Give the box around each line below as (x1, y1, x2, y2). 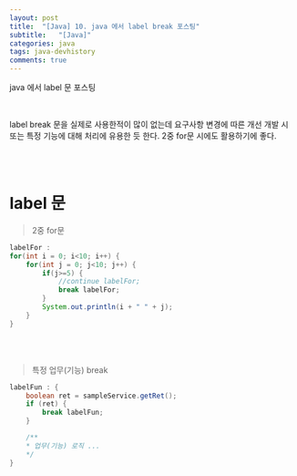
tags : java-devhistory (9, 47, 96, 57)
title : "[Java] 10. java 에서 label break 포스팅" (9, 22, 200, 31)
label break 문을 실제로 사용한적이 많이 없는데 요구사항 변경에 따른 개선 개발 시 (9, 119, 289, 129)
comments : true (9, 56, 67, 65)
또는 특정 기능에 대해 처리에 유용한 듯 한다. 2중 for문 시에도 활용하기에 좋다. (9, 130, 277, 141)
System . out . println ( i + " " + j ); (42, 303, 173, 312)
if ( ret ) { (26, 399, 67, 409)
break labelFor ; (57, 285, 120, 295)
